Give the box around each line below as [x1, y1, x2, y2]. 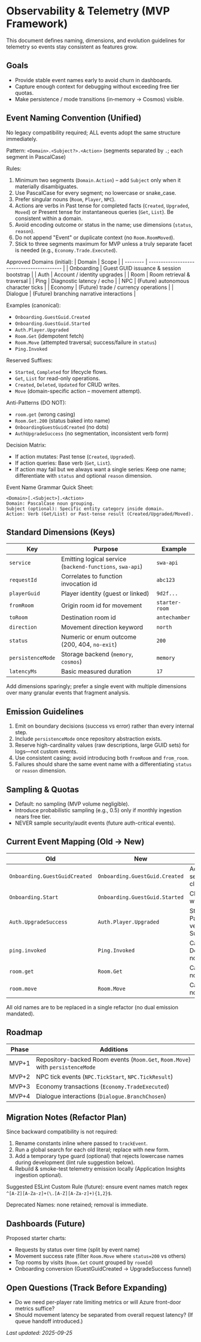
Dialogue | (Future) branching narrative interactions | [6, 289, 136, 297]
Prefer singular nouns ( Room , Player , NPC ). [14, 195, 116, 203]
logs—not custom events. [14, 748, 78, 755]
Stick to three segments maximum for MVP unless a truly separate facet [14, 240, 193, 247]
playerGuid [9, 590, 40, 597]
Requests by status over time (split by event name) [14, 1246, 140, 1253]
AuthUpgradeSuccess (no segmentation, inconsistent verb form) [14, 430, 169, 437]
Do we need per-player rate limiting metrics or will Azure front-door [14, 1299, 181, 1306]
